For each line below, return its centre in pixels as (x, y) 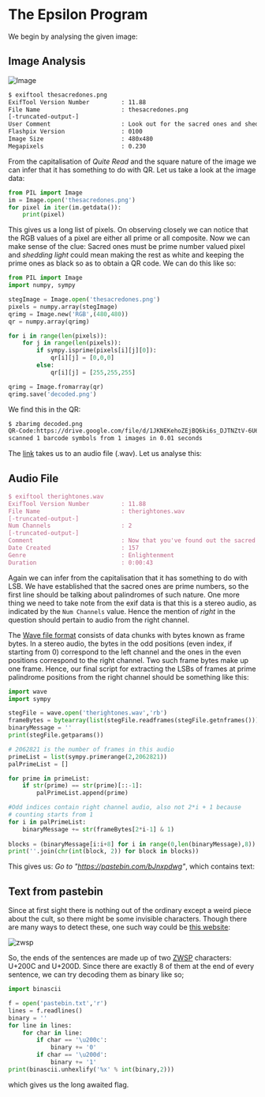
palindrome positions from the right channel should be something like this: (129, 677)
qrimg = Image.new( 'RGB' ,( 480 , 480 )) (68, 314)
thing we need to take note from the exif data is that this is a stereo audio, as (132, 603)
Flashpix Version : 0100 (76, 132)
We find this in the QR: (45, 409)
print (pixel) (44, 215)
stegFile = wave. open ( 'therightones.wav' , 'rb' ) (88, 713)
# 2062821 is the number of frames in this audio (91, 749)
